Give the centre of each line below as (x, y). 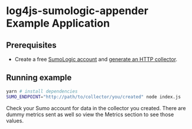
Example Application (58, 23)
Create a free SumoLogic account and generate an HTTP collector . (96, 59)
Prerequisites (31, 45)
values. (15, 120)
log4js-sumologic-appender (77, 11)
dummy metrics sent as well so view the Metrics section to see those (90, 114)
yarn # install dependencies (42, 91)
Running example (39, 78)
